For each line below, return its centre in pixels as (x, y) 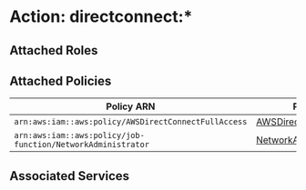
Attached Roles (54, 50)
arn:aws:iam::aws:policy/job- (80, 135)
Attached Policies (61, 80)
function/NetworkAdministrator (82, 145)
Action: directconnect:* (101, 17)
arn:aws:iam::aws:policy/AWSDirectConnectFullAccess (131, 122)
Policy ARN (131, 106)
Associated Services (70, 176)
